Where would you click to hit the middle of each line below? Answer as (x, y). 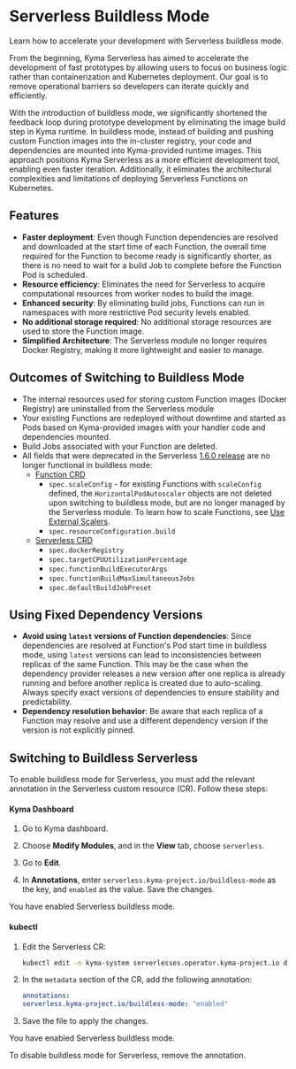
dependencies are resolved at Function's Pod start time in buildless (144, 646)
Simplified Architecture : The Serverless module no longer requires (144, 340)
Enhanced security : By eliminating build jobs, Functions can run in (143, 303)
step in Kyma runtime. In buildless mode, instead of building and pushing (141, 131)
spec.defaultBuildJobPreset (100, 588)
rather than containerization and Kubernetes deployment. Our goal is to (139, 76)
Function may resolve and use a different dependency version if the (145, 721)
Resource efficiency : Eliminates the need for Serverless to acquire (144, 284)
